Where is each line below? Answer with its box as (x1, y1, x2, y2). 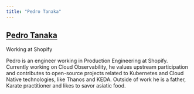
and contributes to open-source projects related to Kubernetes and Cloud (6, 70, 184, 77)
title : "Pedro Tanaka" (6, 8, 62, 15)
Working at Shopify (6, 46, 53, 53)
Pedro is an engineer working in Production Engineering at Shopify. (6, 57, 168, 65)
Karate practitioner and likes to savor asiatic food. (6, 82, 126, 89)
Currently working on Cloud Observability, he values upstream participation (6, 63, 189, 70)
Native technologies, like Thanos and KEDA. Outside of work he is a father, (6, 76, 186, 83)
